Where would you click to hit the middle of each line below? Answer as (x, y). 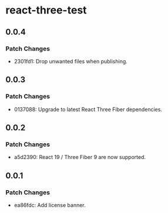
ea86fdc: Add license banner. (50, 205)
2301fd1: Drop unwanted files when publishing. (70, 61)
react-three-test (46, 10)
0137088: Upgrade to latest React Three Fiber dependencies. (88, 109)
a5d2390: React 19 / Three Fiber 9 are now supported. (80, 157)
